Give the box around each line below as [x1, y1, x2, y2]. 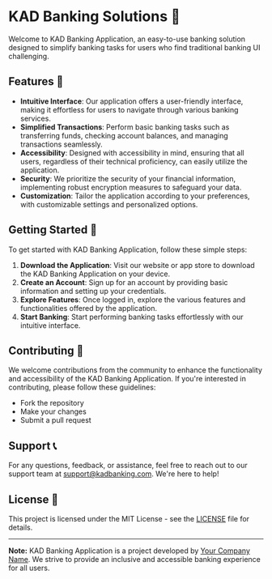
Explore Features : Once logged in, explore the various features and [19, 295, 246, 304]
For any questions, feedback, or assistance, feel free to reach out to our [8, 461, 249, 470]
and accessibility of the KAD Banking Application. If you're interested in [8, 374, 247, 384]
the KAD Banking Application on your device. [19, 269, 171, 279]
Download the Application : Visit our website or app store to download [19, 260, 255, 270]
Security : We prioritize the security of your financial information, [19, 173, 236, 183]
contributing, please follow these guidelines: [8, 382, 156, 392]
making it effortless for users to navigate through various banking [19, 104, 239, 114]
